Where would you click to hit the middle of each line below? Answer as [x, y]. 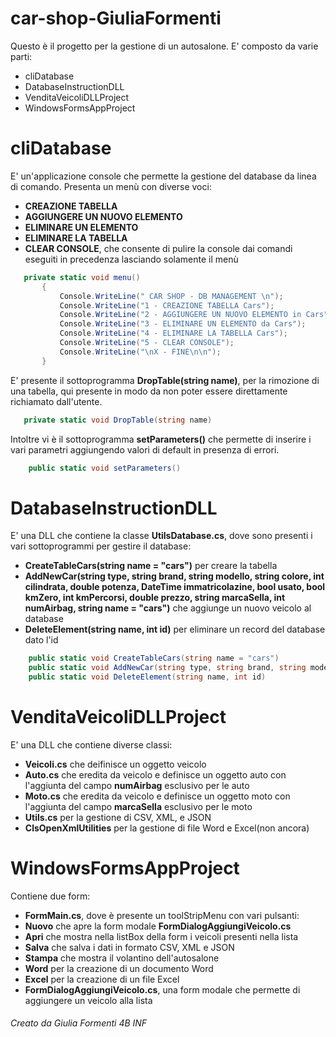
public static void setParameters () [105, 468]
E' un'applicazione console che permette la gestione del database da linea [163, 176]
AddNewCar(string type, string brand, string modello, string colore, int [174, 576]
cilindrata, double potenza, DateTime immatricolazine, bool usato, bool [175, 587]
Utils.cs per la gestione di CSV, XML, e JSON [118, 817]
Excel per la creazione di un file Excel [102, 979]
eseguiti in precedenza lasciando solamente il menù [131, 259]
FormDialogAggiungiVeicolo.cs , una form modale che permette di [162, 989]
